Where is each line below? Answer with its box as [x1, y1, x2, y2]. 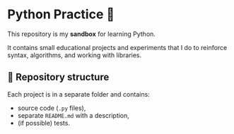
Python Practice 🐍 [7, 6, 115, 23]
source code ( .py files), [17, 104, 86, 112]
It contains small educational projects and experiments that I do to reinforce [7, 43, 228, 51]
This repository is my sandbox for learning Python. [7, 30, 156, 38]
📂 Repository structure [7, 71, 110, 83]
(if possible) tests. [17, 118, 71, 127]
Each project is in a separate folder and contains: [7, 90, 150, 98]
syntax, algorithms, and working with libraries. [7, 51, 142, 59]
